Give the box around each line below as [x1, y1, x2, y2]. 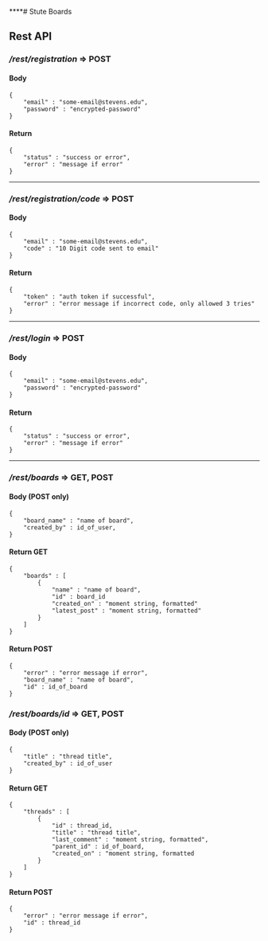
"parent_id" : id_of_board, [51, 843, 146, 851]
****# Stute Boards [9, 7, 72, 16]
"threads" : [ [23, 808, 70, 816]
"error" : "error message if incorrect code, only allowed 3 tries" [23, 300, 255, 308]
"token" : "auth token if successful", [23, 293, 156, 301]
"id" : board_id [51, 592, 106, 600]
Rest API [9, 29, 52, 43]
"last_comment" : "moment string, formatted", [51, 836, 209, 844]
